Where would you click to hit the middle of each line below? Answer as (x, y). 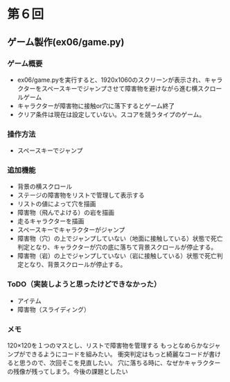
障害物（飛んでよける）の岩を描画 (66, 213)
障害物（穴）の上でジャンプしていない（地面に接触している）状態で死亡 (120, 238)
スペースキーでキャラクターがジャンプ (71, 230)
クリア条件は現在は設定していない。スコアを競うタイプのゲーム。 (111, 114)
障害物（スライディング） (53, 309)
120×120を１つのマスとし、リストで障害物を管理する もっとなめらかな (108, 346)
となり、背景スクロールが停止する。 (75, 265)
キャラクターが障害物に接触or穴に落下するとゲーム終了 (96, 105)
